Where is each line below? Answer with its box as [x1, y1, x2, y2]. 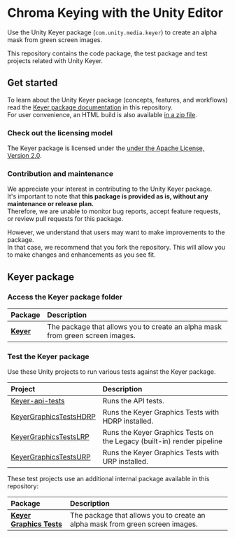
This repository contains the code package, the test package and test [7, 49, 208, 58]
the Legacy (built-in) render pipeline [102, 436, 222, 446]
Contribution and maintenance [7, 168, 114, 178]
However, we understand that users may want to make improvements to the [7, 228, 225, 236]
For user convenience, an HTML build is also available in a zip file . [7, 110, 197, 119]
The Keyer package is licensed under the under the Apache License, [7, 144, 205, 152]
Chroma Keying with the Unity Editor [7, 5, 224, 21]
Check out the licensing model [7, 128, 113, 137]
